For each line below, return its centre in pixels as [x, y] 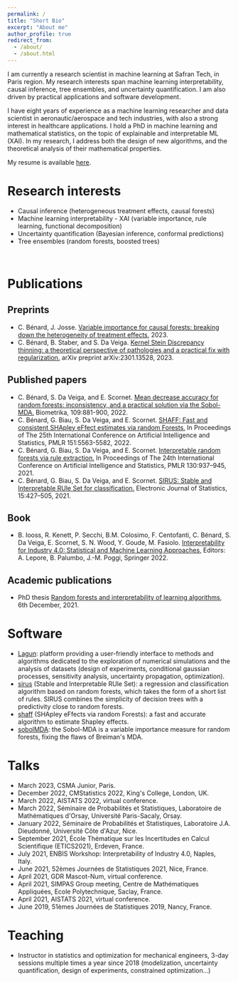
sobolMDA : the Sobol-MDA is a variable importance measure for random [124, 730]
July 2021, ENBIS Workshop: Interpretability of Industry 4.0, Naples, [117, 854]
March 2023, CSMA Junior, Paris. [66, 786]
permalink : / [27, 14]
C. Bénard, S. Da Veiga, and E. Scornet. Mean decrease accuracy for [118, 397]
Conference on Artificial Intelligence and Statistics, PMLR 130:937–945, [122, 465]
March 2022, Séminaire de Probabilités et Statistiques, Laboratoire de [119, 808]
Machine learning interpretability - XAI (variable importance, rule [112, 218]
